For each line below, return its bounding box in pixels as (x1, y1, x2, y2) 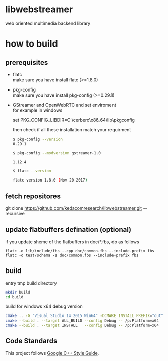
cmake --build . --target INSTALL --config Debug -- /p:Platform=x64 (5, 323, 159, 328)
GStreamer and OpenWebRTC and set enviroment (12, 102, 116, 108)
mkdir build (5, 290, 30, 295)
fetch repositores (5, 192, 61, 200)
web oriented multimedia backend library (5, 20, 91, 26)
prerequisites (5, 58, 48, 67)
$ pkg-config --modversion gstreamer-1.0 (12, 150, 101, 155)
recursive (5, 211, 25, 216)
